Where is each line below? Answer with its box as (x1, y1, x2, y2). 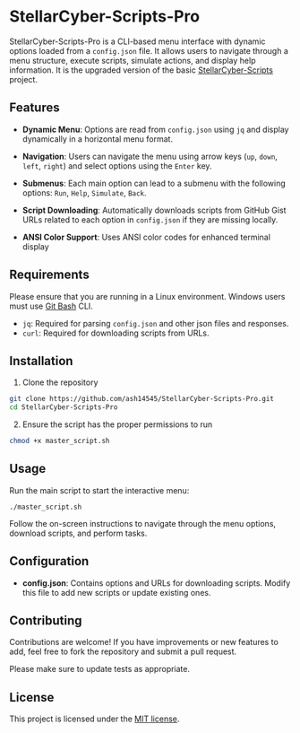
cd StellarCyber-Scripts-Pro (9, 403, 118, 412)
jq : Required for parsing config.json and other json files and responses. (21, 318, 289, 328)
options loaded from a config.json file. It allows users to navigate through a (9, 45, 289, 56)
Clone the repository (21, 377, 99, 388)
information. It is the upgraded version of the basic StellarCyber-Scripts (9, 65, 273, 75)
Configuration (9, 554, 90, 569)
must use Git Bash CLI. (9, 301, 94, 311)
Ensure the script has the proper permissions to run (21, 419, 213, 430)
